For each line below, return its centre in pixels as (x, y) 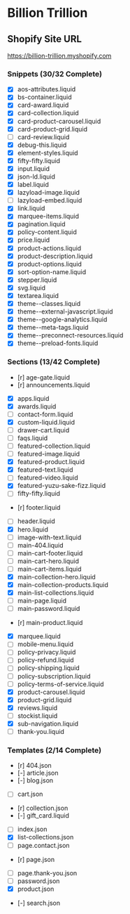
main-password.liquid (49, 609)
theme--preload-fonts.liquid (58, 343)
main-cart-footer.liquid (50, 553)
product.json (36, 889)
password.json (38, 881)
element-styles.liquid (48, 153)
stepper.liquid (37, 280)
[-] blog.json (35, 780)
